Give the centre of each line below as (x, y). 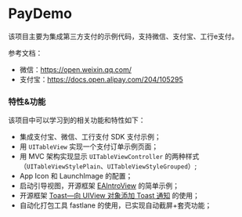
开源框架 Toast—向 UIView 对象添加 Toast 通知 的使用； (109, 196)
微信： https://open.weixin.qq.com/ (75, 69)
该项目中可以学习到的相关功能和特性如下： (77, 120)
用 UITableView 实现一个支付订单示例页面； (89, 146)
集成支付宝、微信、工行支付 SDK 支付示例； (90, 137)
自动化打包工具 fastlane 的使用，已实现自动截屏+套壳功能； (116, 205)
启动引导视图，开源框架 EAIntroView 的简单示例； (99, 186)
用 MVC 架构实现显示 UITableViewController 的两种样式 (109, 157)
